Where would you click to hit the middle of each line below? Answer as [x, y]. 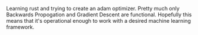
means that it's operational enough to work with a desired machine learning [99, 21]
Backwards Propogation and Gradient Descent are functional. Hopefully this [99, 15]
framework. [20, 27]
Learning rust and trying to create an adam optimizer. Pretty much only [93, 8]
